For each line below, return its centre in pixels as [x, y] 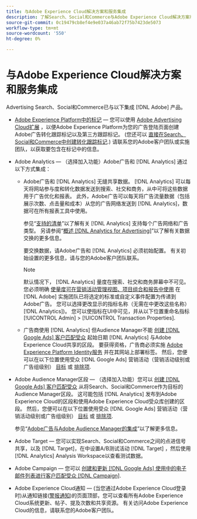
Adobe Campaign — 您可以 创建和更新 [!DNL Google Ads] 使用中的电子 [100, 468]
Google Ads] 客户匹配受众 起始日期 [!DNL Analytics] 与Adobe [97, 337]
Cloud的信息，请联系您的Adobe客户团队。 [66, 510]
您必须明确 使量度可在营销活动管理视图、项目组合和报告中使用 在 [102, 289]
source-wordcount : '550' [36, 34]
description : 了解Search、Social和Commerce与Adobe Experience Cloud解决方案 [98, 17]
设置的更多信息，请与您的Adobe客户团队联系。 [85, 258]
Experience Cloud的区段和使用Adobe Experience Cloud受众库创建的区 [100, 401]
